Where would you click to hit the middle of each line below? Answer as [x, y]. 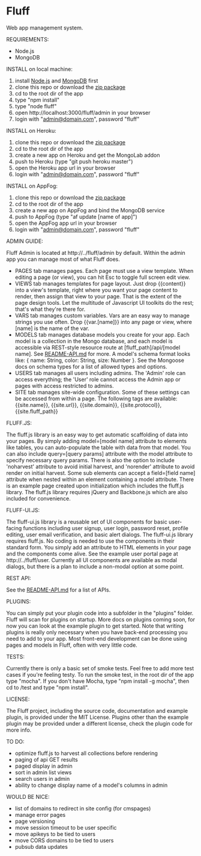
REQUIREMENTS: [28, 39]
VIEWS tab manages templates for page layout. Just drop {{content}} [100, 283]
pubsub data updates [41, 846]
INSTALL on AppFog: [32, 186]
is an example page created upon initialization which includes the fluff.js [95, 486]
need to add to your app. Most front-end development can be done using [97, 638]
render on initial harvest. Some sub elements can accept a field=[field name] [101, 472]
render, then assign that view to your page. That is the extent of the [98, 296]
